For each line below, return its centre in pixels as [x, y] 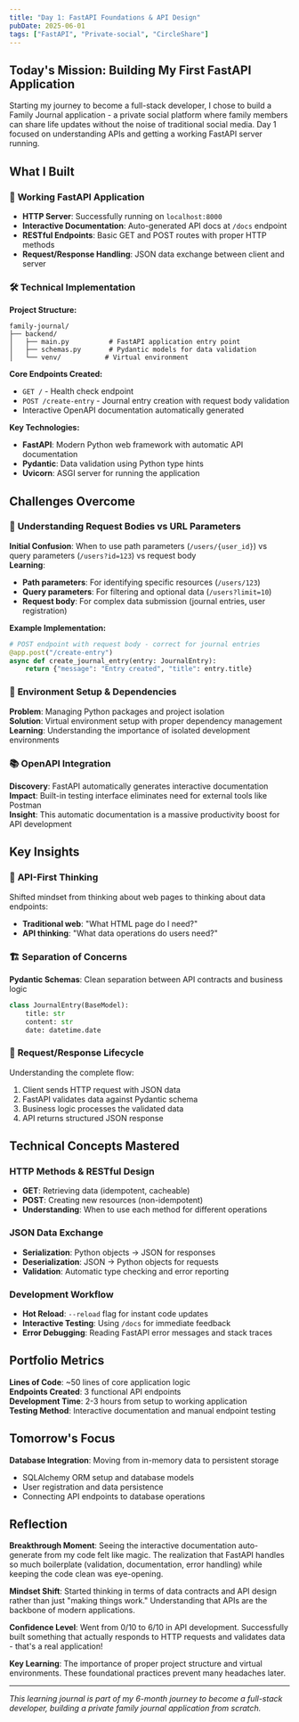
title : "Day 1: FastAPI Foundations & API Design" [105, 17]
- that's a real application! [56, 1646]
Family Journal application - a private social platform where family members [149, 115]
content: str [49, 1021]
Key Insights [44, 852]
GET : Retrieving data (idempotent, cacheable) [106, 1191]
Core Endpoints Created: [56, 374]
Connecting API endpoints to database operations [113, 1496]
